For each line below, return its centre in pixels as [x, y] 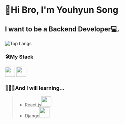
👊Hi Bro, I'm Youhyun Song [62, 10]
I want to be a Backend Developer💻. [63, 29]
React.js [33, 105]
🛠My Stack [19, 57]
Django [32, 116]
